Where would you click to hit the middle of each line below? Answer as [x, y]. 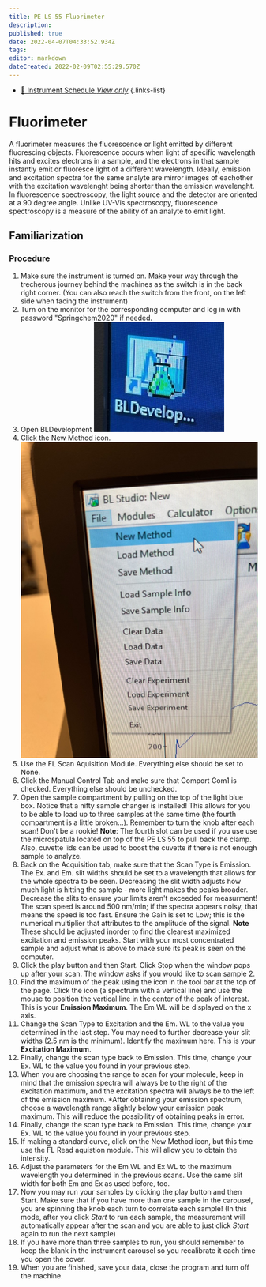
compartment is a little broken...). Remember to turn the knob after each [137, 822]
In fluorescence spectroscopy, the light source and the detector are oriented [133, 194]
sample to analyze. [51, 856]
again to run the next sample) [68, 1233]
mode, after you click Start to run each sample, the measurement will [133, 1217]
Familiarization [46, 236]
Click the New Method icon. [66, 438]
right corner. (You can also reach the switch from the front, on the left [133, 292]
